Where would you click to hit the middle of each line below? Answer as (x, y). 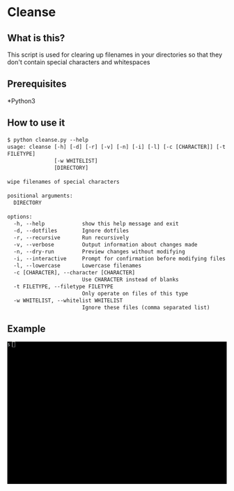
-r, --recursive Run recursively (71, 237)
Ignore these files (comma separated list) (146, 307)
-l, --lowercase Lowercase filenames (77, 265)
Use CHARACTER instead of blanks (130, 279)
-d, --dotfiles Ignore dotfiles (71, 230)
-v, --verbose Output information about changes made (106, 244)
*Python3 (22, 101)
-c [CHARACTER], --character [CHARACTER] (75, 272)
